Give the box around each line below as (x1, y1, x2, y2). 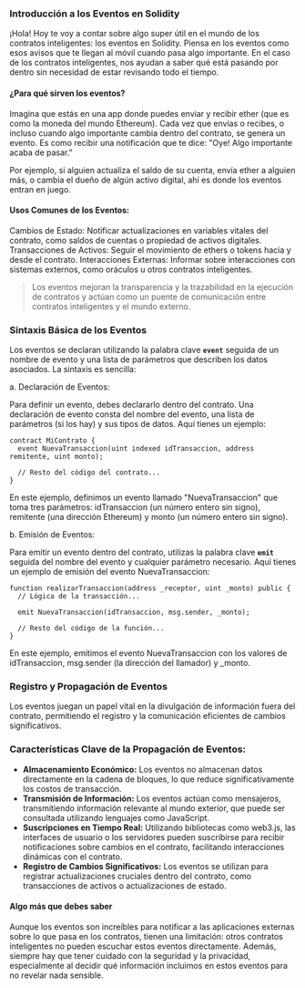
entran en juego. (9, 183, 71, 194)
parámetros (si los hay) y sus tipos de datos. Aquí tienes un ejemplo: (9, 419, 267, 429)
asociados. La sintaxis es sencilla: (9, 364, 137, 374)
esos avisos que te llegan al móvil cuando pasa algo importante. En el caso (9, 47, 291, 58)
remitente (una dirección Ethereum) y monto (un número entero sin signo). (9, 512, 289, 522)
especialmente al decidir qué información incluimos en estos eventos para (9, 960, 289, 971)
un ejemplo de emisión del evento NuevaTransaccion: (9, 567, 210, 577)
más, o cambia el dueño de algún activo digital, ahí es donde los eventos (9, 174, 282, 185)
